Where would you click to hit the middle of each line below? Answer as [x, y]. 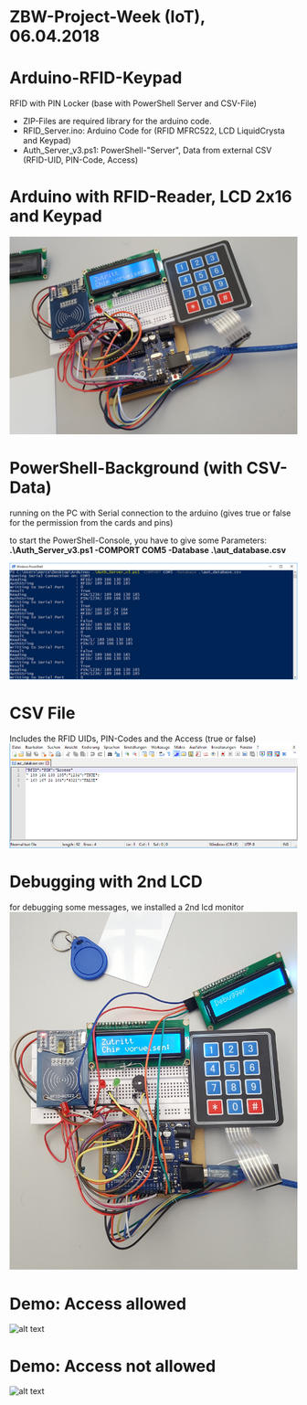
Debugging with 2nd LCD [106, 882]
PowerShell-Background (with [127, 468]
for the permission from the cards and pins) [91, 522]
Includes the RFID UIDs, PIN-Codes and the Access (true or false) [133, 739]
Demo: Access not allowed [113, 1366]
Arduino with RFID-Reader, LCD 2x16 [151, 197]
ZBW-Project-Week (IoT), [107, 17]
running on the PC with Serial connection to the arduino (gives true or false [150, 513]
